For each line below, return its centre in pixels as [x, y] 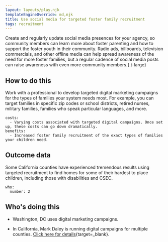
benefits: [16, 131]
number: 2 [20, 191]
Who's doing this [32, 207]
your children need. [27, 140]
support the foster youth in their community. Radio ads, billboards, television [84, 49]
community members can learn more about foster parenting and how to [79, 44]
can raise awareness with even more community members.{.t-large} [76, 65]
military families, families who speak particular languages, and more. [76, 109]
